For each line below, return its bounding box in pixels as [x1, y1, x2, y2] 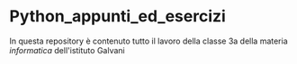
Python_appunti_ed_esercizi [9, 6, 227, 27]
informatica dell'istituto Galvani [9, 44, 125, 55]
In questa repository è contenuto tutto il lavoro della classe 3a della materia [9, 36, 288, 46]
